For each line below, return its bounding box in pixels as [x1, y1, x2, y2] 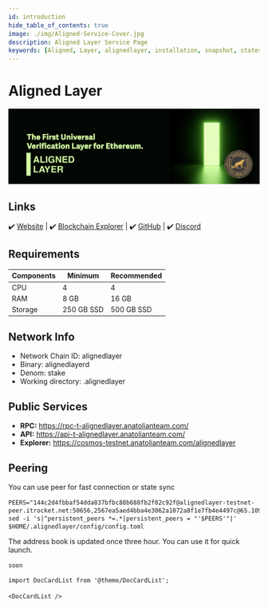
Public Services [8, 400, 88, 413]
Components [11, 271, 56, 281]
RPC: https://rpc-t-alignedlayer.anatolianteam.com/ [19, 421, 189, 431]
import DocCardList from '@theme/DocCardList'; [8, 576, 170, 584]
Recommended [110, 271, 163, 281]
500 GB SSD [110, 305, 152, 314]
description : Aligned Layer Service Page [8, 38, 148, 46]
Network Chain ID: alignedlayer [19, 351, 123, 361]
